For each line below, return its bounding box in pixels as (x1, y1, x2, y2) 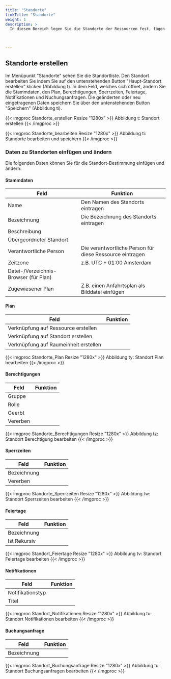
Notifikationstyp (8, 589, 46, 596)
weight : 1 (5, 17, 26, 22)
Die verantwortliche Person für (81, 244, 154, 252)
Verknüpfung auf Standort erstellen (8, 333, 93, 340)
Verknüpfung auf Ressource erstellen (8, 324, 97, 332)
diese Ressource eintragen (81, 251, 145, 258)
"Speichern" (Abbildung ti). (5, 105, 62, 111)
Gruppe (8, 392, 26, 399)
